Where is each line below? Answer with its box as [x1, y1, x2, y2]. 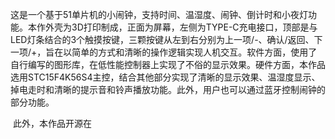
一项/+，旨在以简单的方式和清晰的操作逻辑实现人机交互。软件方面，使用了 [10, 46, 318, 58]
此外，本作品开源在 [12, 118, 92, 129]
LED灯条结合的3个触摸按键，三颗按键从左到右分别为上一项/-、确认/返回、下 [10, 34, 323, 45]
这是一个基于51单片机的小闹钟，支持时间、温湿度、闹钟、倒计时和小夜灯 [10, 9, 308, 20]
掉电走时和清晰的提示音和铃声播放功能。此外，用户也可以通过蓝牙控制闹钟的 [10, 84, 326, 95]
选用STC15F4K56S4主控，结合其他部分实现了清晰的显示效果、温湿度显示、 [10, 71, 321, 83]
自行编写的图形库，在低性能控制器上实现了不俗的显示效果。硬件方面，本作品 [10, 59, 326, 70]
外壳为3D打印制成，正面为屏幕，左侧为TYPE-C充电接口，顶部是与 [44, 21, 318, 33]
